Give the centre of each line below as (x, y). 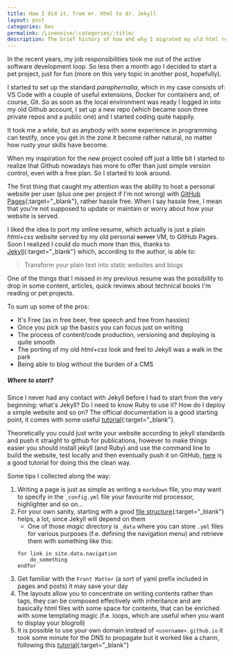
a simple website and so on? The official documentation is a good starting (113, 413)
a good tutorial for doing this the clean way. (69, 463)
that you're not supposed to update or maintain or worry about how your (111, 209)
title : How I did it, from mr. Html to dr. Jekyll (82, 14)
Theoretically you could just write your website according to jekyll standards (116, 433)
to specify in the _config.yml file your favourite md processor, (105, 497)
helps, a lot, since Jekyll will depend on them (81, 519)
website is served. (33, 216)
